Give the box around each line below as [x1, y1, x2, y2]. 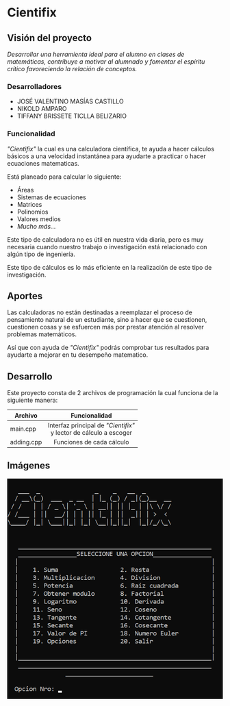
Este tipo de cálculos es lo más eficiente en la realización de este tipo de [7, 263, 212, 271]
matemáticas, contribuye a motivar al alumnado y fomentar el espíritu [7, 58, 205, 66]
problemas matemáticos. [7, 330, 77, 338]
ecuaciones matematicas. [7, 159, 80, 167]
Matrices [16, 200, 42, 208]
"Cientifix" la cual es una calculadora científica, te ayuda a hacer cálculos [7, 144, 214, 153]
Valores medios [16, 214, 62, 223]
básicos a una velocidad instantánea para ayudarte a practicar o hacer [7, 152, 207, 160]
